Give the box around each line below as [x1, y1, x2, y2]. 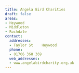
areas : [5, 16, 18, 21]
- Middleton [5, 25, 29, 30]
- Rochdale [5, 29, 27, 34]
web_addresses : [9, 56, 40, 61]
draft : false [5, 12, 31, 16]
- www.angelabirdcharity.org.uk [9, 61, 75, 65]
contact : [5, 34, 23, 39]
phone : [9, 47, 23, 52]
